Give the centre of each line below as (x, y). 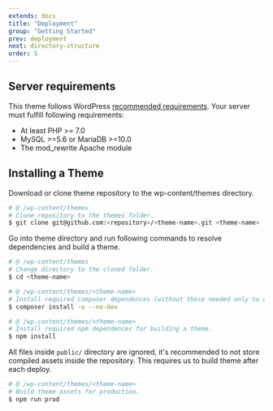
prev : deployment (38, 39)
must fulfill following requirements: (66, 115)
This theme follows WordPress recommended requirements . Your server (129, 106)
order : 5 (23, 54)
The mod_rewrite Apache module (76, 148)
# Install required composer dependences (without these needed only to (134, 299)
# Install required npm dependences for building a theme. (110, 329)
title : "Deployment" (43, 24)
